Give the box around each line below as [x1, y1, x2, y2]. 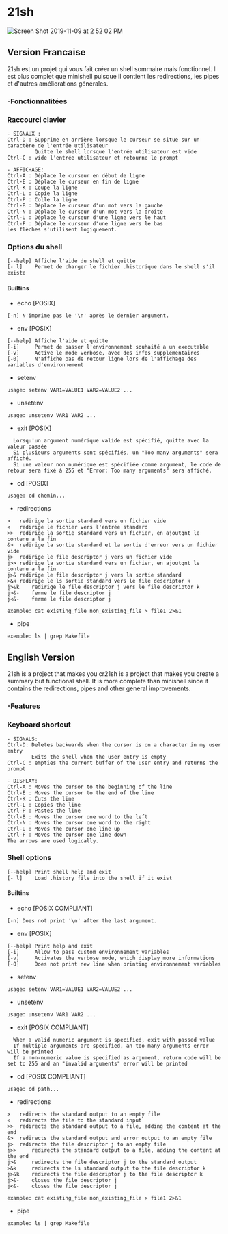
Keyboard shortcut [7, 720, 71, 729]
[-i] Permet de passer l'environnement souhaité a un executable [7, 344, 210, 351]
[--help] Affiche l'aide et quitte [7, 338, 109, 344]
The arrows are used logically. [7, 837, 99, 844]
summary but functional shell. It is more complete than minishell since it [7, 677, 209, 685]
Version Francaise [7, 47, 86, 58]
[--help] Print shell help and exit [7, 868, 111, 875]
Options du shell [7, 242, 63, 251]
